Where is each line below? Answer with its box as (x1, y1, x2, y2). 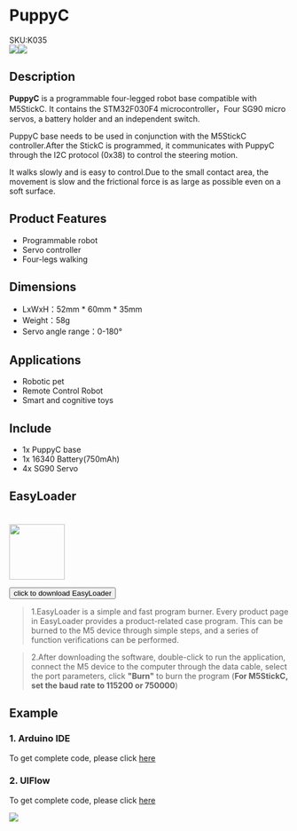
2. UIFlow (9, 774, 51, 787)
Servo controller (21, 244, 82, 255)
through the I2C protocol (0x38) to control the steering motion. (9, 149, 238, 160)
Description (9, 69, 75, 84)
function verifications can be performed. (30, 634, 179, 645)
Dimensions (9, 279, 77, 294)
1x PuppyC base (21, 445, 82, 455)
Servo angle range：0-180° (21, 326, 122, 337)
